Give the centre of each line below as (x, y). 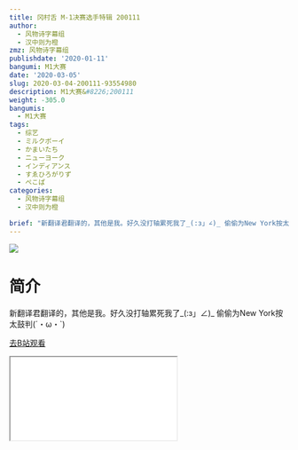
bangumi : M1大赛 (38, 67)
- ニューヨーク (41, 158)
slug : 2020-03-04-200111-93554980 (73, 83)
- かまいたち (38, 149)
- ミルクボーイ (41, 141)
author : (24, 26)
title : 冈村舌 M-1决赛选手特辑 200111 (74, 17)
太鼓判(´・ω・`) (37, 324)
